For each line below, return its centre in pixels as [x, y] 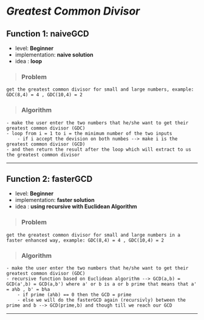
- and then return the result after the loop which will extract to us [99, 149]
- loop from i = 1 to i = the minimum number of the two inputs [89, 133]
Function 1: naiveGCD [48, 34]
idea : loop [29, 61]
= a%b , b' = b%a [28, 290]
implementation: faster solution [55, 200]
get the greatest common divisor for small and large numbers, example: [100, 89]
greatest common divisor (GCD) [46, 144]
